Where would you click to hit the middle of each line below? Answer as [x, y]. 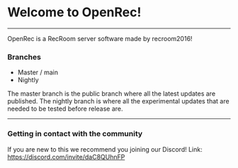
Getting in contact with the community [75, 134]
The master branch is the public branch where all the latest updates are [112, 94]
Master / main [38, 72]
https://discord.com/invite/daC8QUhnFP [66, 157]
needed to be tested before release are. [65, 109]
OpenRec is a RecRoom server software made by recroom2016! [100, 38]
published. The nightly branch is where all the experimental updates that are [118, 101]
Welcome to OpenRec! [74, 12]
